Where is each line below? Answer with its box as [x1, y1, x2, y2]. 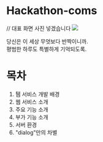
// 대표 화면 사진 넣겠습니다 [6, 24, 71, 32]
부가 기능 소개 [15, 113, 48, 121]
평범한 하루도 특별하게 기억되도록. [6, 45, 87, 53]
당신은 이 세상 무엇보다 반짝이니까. [6, 37, 88, 45]
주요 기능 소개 [15, 105, 48, 113]
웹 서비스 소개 [15, 98, 48, 105]
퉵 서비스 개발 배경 [15, 90, 60, 98]
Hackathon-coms [6, 4, 97, 18]
